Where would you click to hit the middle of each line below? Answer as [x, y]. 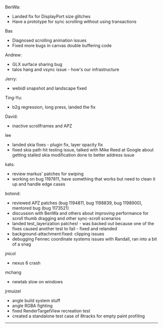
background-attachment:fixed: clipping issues [58, 234]
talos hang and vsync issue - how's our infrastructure [66, 69]
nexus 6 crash [26, 263]
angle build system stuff [36, 301]
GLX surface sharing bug [37, 64]
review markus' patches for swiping [48, 174]
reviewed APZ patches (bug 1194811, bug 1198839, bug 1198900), [77, 203]
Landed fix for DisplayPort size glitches [51, 16]
